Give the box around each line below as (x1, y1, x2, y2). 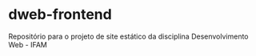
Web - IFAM (8, 39, 48, 49)
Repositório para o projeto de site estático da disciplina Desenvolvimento (8, 32, 250, 41)
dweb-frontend (8, 6, 112, 24)
